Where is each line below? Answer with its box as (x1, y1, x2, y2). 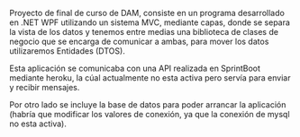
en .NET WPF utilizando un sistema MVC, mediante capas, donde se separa (9, 17, 291, 28)
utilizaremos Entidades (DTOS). (9, 46, 126, 56)
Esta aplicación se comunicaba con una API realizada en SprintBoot (9, 63, 261, 73)
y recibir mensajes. (9, 82, 80, 92)
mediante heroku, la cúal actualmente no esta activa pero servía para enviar (9, 73, 291, 83)
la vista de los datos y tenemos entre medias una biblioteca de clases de (9, 27, 279, 37)
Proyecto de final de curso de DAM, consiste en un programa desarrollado (9, 8, 286, 18)
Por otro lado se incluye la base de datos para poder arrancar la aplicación (9, 99, 286, 110)
